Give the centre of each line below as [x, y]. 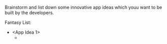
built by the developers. [29, 13]
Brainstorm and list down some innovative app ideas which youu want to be [83, 7]
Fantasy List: [18, 23]
